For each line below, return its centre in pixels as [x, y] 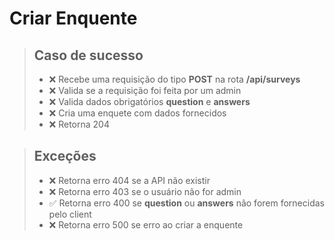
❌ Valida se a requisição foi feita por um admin [145, 90]
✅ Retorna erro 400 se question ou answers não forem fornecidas [186, 203]
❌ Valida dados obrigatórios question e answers [149, 101]
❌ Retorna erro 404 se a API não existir [129, 180]
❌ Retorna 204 [79, 124]
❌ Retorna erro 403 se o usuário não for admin [145, 191]
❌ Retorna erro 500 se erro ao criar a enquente [146, 224]
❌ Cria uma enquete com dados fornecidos [137, 113]
